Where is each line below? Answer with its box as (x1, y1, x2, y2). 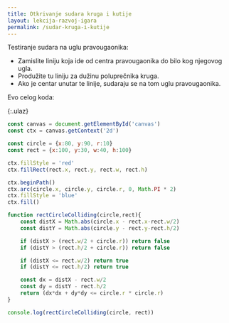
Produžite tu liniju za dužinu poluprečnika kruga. (17, 72, 159, 80)
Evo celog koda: (7, 93, 55, 102)
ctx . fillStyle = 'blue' (7, 192, 78, 199)
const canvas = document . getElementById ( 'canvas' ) (7, 121, 161, 128)
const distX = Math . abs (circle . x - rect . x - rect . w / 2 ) (20, 218, 180, 225)
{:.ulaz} (7, 107, 29, 116)
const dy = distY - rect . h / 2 (20, 283, 107, 290)
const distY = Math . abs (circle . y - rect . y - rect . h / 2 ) (20, 224, 180, 231)
